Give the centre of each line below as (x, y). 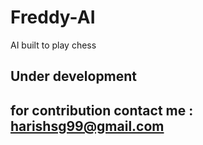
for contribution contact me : (102, 110)
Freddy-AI (53, 17)
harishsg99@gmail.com (87, 126)
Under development (74, 76)
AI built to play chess (53, 45)
